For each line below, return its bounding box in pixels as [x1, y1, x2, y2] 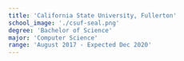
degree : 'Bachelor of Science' [8, 26, 113, 34]
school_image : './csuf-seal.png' [8, 19, 120, 27]
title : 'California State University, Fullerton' [8, 11, 178, 20]
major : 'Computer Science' [8, 33, 98, 42]
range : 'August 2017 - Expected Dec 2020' [8, 41, 152, 49]
